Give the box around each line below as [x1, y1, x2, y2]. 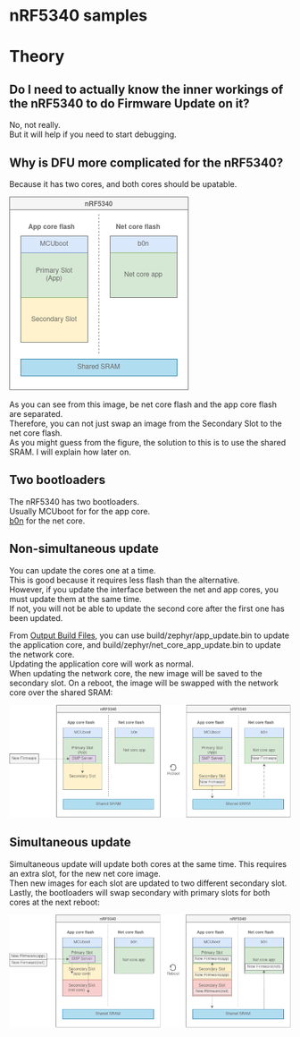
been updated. [9, 612, 63, 623]
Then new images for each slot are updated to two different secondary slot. [9, 878, 287, 888]
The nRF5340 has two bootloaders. [9, 496, 140, 506]
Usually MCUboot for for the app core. [9, 506, 151, 516]
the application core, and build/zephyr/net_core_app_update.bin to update [9, 639, 281, 650]
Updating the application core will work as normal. [9, 659, 195, 669]
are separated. [9, 409, 63, 419]
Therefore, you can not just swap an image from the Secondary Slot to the [9, 418, 283, 429]
